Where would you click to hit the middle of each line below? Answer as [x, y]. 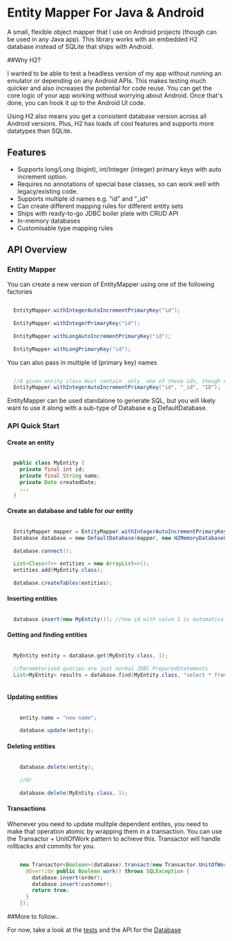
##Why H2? [24, 59]
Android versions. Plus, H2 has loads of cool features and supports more [110, 123]
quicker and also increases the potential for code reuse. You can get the [110, 88]
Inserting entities [32, 599]
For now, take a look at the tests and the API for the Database [94, 930]
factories [20, 292]
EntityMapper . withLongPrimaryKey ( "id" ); [72, 349]
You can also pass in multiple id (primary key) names [82, 362]
